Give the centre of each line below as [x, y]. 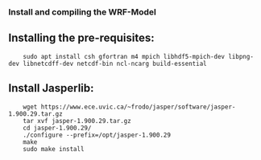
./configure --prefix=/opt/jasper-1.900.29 [97, 135]
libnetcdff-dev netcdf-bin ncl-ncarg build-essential [115, 64]
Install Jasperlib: [51, 88]
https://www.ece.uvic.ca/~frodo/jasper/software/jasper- [138, 107]
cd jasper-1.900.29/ [57, 128]
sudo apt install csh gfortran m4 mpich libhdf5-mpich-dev [124, 56]
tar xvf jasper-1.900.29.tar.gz [77, 121]
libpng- [241, 56]
